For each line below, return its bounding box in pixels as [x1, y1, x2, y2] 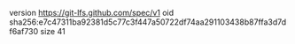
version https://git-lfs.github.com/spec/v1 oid [9, 8, 175, 18]
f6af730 [9, 26, 39, 36]
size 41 [40, 26, 66, 36]
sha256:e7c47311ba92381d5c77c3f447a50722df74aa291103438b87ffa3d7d [9, 17, 287, 27]
